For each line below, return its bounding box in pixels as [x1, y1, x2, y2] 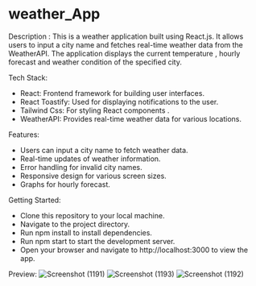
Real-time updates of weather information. [19, 154, 161, 164]
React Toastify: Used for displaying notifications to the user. [19, 97, 219, 106]
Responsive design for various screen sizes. [19, 171, 167, 180]
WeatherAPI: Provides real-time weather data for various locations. [19, 114, 242, 123]
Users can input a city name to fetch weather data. [19, 145, 188, 155]
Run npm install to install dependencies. [19, 227, 153, 238]
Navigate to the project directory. [19, 219, 130, 229]
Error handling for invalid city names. [19, 162, 142, 172]
